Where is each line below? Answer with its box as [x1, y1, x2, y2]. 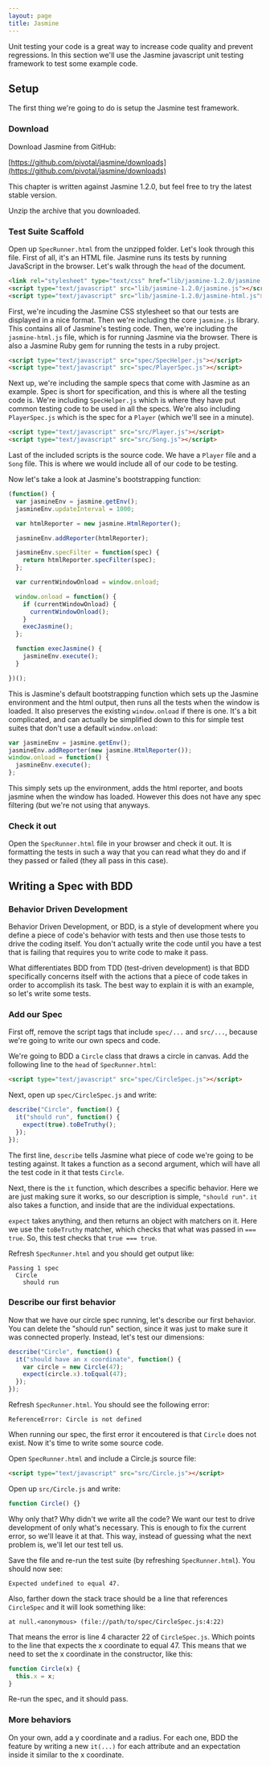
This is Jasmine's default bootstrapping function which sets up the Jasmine [8, 688, 259, 698]
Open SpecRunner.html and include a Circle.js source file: [8, 1454, 197, 1464]
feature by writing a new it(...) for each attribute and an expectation [8, 1741, 241, 1751]
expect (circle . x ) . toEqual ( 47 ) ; [22, 1370, 128, 1378]
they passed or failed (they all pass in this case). [8, 856, 169, 866]
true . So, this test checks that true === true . [8, 1232, 157, 1242]
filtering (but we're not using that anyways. [8, 800, 150, 810]
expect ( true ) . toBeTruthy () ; [22, 1120, 117, 1128]
